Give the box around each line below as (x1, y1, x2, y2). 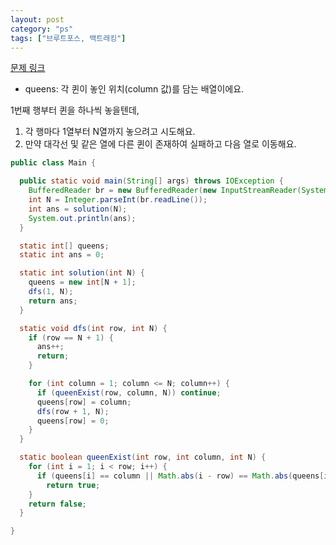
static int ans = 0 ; (19, 250, 105, 260)
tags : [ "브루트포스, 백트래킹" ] (10, 33, 127, 43)
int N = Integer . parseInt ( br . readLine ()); (28, 195, 208, 205)
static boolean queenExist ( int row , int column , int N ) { (19, 452, 267, 463)
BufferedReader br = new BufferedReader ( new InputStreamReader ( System (28, 186, 329, 196)
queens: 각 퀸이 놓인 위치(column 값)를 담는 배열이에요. (24, 83, 245, 95)
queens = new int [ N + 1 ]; (28, 277, 137, 288)
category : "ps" (10, 24, 74, 34)
